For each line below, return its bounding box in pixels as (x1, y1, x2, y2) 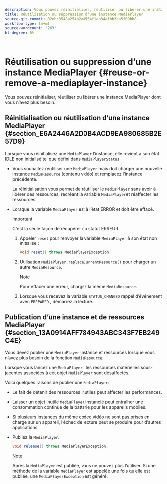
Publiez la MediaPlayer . (12, 434, 60, 440)
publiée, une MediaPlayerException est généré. (12, 473, 108, 479)
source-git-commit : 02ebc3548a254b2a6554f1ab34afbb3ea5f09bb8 (5, 16, 137, 21)
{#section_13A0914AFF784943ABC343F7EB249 (5, 329, 160, 337)
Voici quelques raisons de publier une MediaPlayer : (5, 380, 109, 386)
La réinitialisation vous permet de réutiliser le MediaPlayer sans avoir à (12, 186, 156, 192)
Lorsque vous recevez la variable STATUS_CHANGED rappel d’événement (19, 293, 162, 299)
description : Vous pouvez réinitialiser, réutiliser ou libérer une (5, 7, 150, 12)
